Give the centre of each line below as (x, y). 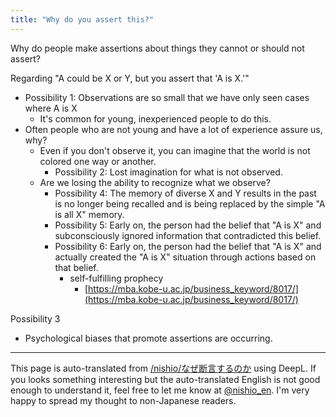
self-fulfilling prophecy (116, 278)
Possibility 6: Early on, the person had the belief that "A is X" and (188, 246)
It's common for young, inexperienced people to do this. (155, 118)
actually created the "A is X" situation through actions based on (185, 257)
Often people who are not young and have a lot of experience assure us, (173, 129)
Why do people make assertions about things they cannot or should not (157, 48)
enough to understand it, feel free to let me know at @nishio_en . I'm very (160, 390)
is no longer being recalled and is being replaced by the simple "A (190, 203)
